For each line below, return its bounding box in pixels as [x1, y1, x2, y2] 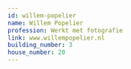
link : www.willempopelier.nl [7, 33, 105, 42]
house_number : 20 [7, 48, 66, 56]
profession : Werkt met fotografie [7, 26, 124, 34]
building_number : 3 [7, 41, 73, 49]
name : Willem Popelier [7, 19, 84, 27]
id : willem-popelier [7, 11, 77, 20]
